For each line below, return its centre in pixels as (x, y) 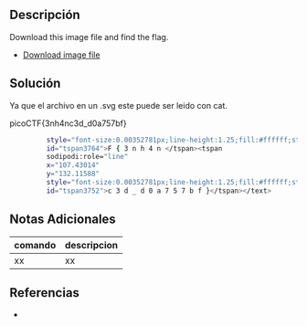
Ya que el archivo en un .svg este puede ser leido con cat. (119, 105)
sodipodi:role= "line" (87, 157)
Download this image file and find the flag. (89, 37)
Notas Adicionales (63, 220)
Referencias (45, 293)
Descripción (45, 15)
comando (35, 245)
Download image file (61, 55)
